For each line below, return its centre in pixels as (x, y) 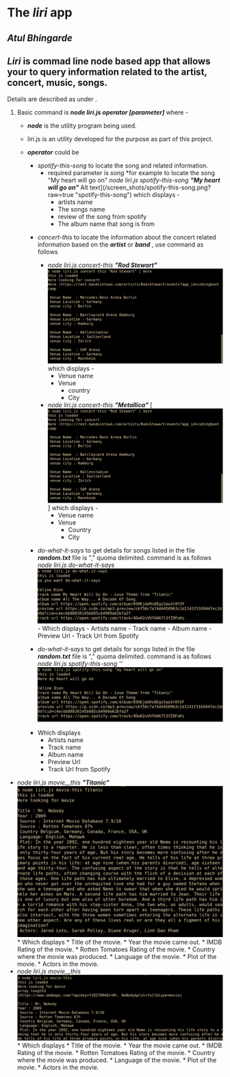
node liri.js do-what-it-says (76, 565)
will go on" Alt (68, 187)
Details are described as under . (52, 99)
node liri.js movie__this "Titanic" (63, 783)
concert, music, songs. (57, 83)
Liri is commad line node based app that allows (109, 61)
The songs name (81, 209)
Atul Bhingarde (40, 38)
